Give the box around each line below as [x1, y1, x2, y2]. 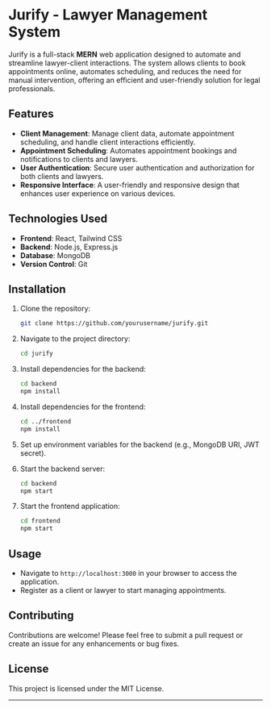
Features [8, 107, 54, 121]
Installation [8, 282, 66, 296]
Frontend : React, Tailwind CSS [19, 233, 123, 243]
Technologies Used [8, 212, 107, 226]
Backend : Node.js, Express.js [19, 242, 119, 252]
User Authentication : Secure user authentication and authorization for [19, 163, 255, 173]
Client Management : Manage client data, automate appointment [19, 128, 235, 138]
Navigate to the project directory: [19, 334, 131, 344]
